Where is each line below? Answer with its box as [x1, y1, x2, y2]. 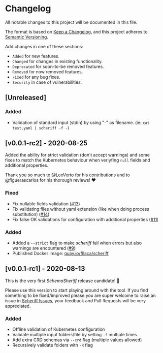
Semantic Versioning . [5, 34, 48, 40]
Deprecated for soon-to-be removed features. [12, 64, 104, 69]
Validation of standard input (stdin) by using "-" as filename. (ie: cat [12, 119, 150, 126]
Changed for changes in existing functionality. [12, 58, 103, 64]
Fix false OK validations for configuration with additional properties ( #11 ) [12, 216, 159, 222]
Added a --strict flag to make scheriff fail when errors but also [12, 240, 142, 246]
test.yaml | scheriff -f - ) [12, 125, 69, 130]
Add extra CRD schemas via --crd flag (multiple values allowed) [12, 337, 142, 343]
